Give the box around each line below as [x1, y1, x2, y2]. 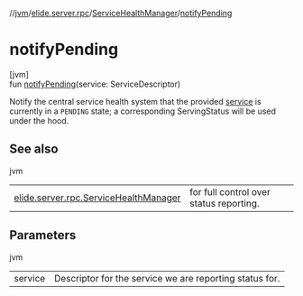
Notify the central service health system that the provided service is [9, 96, 262, 106]
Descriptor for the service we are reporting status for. [53, 272, 280, 284]
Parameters [9, 227, 77, 243]
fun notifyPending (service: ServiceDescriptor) [9, 79, 181, 89]
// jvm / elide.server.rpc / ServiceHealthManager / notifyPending [9, 8, 233, 18]
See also [9, 142, 59, 157]
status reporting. [188, 197, 260, 209]
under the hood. [9, 115, 69, 125]
